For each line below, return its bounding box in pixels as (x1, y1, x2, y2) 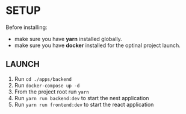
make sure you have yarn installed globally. (14, 35, 123, 42)
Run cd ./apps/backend (14, 75, 72, 82)
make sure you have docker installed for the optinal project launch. (14, 42, 181, 49)
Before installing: (5, 24, 48, 31)
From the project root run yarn (14, 88, 90, 95)
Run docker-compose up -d (14, 81, 80, 89)
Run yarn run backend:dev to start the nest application (14, 94, 149, 101)
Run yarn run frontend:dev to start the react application (14, 101, 154, 108)
